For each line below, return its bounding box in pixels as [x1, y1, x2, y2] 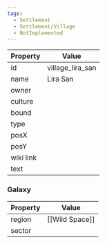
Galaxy [7, 185, 32, 194]
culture [10, 97, 34, 106]
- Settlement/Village [13, 23, 76, 30]
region [10, 214, 32, 224]
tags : [7, 10, 23, 17]
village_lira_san [47, 63, 97, 73]
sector [10, 225, 32, 235]
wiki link [10, 153, 37, 162]
